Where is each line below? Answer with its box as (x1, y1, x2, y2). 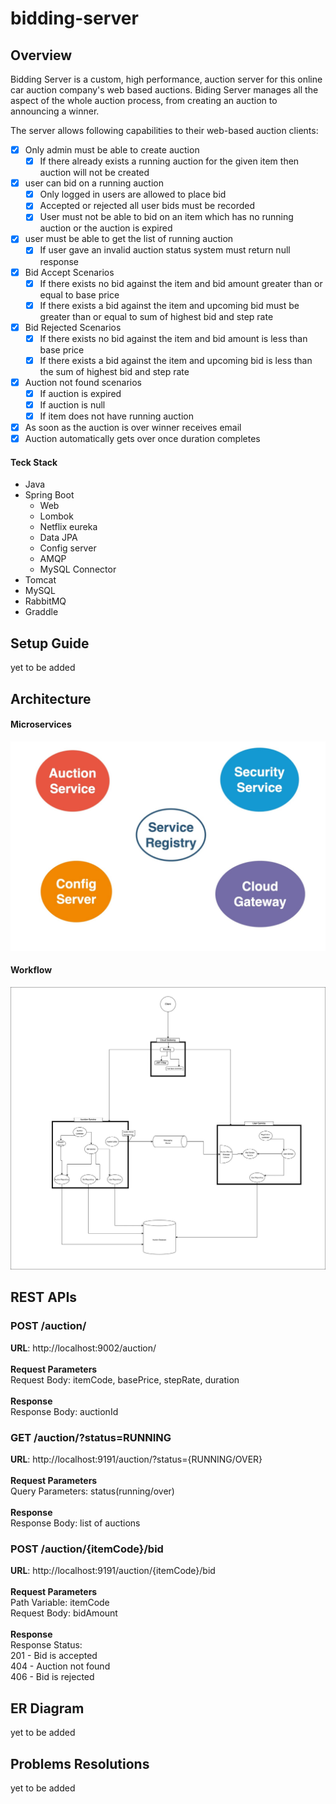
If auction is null (39, 399, 106, 411)
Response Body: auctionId (10, 1405, 119, 1417)
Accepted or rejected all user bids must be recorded (39, 200, 256, 212)
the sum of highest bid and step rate (39, 365, 190, 377)
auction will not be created (39, 167, 150, 179)
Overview (10, 47, 73, 64)
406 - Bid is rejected (10, 1671, 95, 1683)
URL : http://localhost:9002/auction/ (10, 1342, 157, 1354)
